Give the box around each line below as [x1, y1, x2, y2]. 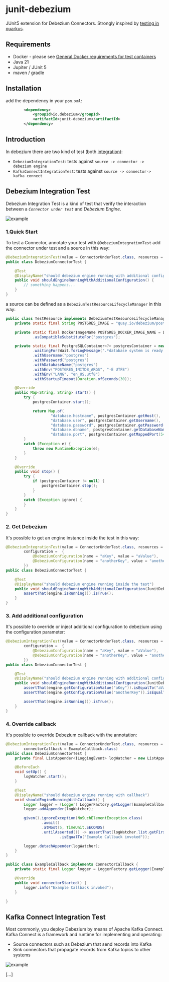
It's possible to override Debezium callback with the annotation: [6, 732, 137, 738]
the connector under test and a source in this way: [6, 245, 110, 251]
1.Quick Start [6, 228, 38, 235]
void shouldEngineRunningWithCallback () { [15, 797, 105, 802]
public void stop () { [15, 469, 60, 474]
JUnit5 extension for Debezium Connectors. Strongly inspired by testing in [6, 20, 159, 26]
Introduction [6, 135, 46, 144]
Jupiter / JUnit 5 [13, 64, 47, 70]
